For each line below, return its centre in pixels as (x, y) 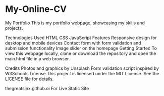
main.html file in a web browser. (38, 58)
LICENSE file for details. (29, 79)
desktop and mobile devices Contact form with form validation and (73, 43)
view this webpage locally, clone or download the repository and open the (81, 53)
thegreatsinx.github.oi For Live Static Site (47, 88)
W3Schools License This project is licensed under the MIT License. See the (82, 73)
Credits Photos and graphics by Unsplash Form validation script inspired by (82, 68)
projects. (14, 28)
